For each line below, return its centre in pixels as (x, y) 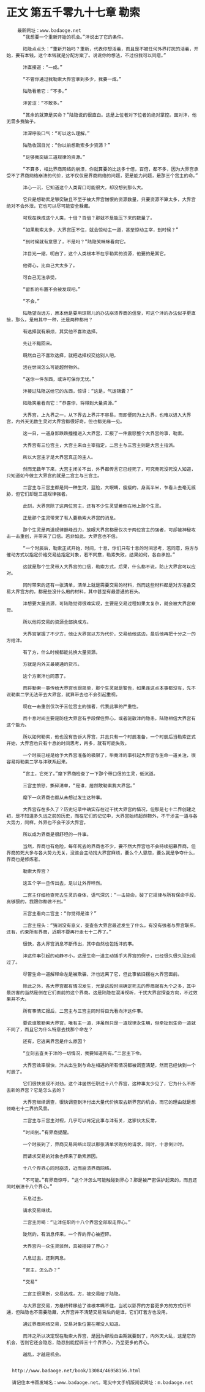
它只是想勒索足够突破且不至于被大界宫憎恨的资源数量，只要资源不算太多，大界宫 (109, 199)
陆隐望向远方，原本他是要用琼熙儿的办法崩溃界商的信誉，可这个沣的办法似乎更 (107, 313)
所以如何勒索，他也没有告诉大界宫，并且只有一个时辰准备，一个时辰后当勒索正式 (109, 737)
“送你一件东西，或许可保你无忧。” (58, 379)
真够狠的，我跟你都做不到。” (36, 902)
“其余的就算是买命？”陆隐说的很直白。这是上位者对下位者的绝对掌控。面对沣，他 (110, 115)
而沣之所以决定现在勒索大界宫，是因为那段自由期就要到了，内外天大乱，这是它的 (109, 1336)
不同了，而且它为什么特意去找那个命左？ (50, 1029)
